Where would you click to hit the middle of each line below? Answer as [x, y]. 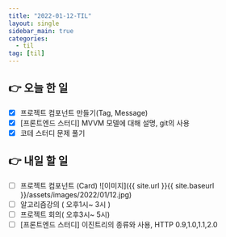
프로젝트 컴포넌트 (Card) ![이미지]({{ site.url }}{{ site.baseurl [117, 185]
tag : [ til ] [27, 53]
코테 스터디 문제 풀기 [52, 133]
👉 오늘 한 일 [38, 89]
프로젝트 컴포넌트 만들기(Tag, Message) [84, 112]
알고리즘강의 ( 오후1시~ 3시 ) [65, 204]
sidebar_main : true [41, 31]
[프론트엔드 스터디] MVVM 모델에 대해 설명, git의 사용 [105, 123]
